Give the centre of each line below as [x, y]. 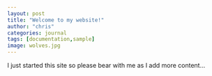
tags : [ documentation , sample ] [51, 39]
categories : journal [37, 33]
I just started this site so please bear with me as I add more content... [106, 65]
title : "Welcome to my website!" [56, 20]
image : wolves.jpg [34, 46]
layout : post [26, 13]
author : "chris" [31, 26]
